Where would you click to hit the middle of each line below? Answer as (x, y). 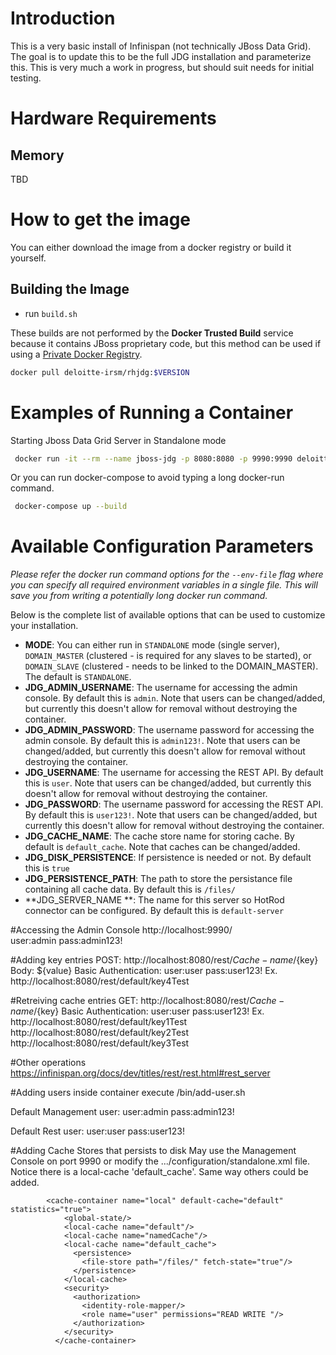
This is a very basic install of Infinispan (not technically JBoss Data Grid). (161, 46)
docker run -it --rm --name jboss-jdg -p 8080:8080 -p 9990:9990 (153, 458)
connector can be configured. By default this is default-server (154, 911)
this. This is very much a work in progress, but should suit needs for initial (162, 67)
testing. (26, 78)
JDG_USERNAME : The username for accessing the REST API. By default (174, 773)
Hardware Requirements (113, 118)
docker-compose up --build (71, 507)
